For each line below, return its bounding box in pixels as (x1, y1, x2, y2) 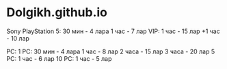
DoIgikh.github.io (6, 5, 107, 20)
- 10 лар (6, 34, 30, 42)
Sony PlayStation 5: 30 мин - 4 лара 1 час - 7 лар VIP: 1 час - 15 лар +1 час (6, 27, 220, 35)
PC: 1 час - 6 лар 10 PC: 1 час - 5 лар (6, 54, 112, 62)
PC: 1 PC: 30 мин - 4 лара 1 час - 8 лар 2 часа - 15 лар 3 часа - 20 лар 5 (6, 47, 215, 55)
